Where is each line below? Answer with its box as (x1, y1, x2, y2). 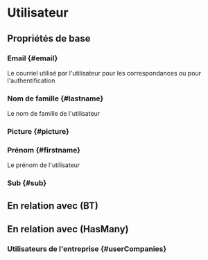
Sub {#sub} (7, 178, 47, 188)
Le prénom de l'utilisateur (7, 161, 80, 169)
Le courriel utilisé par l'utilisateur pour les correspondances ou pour (7, 69, 202, 77)
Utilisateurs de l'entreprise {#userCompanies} (7, 244, 167, 254)
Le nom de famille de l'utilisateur (7, 110, 101, 118)
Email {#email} (7, 53, 58, 63)
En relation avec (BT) (7, 200, 98, 211)
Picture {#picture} (7, 127, 70, 137)
